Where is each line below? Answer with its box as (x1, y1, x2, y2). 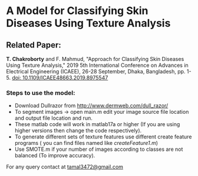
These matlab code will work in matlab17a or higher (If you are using (14, 121, 180, 128)
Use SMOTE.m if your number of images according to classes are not (14, 145, 183, 153)
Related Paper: (6, 40, 61, 50)
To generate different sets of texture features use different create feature (14, 133, 192, 140)
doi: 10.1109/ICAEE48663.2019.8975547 (11, 75, 108, 81)
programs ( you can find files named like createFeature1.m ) (14, 140, 158, 147)
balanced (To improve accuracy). (14, 152, 95, 159)
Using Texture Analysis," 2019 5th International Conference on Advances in (6, 62, 189, 69)
